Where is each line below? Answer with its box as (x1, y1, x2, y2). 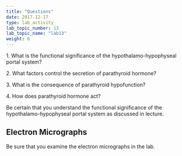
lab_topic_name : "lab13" (6, 31, 67, 36)
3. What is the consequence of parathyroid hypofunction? (6, 81, 146, 88)
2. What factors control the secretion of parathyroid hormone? (6, 70, 157, 77)
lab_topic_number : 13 (6, 25, 59, 31)
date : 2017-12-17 (6, 14, 49, 20)
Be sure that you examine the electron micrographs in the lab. (6, 142, 156, 150)
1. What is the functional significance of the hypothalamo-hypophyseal (6, 52, 177, 59)
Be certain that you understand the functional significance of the (6, 104, 163, 111)
